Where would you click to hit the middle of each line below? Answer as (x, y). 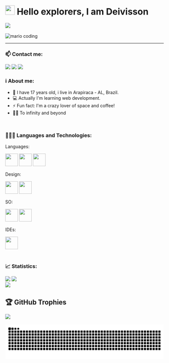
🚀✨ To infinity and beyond (39, 113)
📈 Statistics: (21, 266)
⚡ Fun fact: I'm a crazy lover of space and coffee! (63, 105)
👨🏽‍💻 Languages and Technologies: (49, 135)
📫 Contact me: (24, 54)
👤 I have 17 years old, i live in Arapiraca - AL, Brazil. (66, 92)
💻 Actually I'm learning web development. (56, 98)
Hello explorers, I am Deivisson (83, 12)
